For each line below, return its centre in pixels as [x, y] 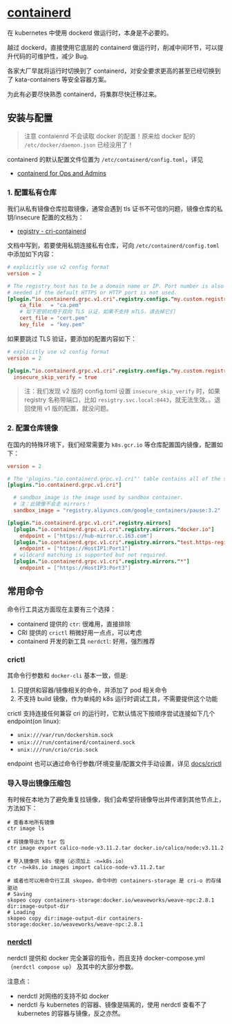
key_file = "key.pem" [52, 325]
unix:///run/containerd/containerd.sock [76, 743]
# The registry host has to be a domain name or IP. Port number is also [116, 286]
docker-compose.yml [174, 958]
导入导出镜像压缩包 [39, 783]
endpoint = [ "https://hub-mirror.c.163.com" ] [86, 536]
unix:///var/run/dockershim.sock [65, 735]
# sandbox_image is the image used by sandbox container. [99, 498]
